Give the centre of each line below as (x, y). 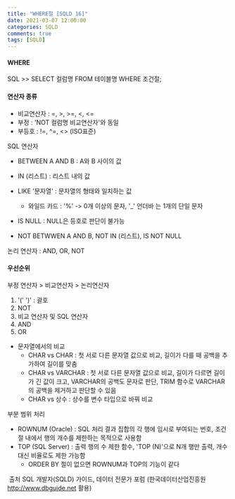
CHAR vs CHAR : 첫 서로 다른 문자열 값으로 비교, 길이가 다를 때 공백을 (124, 355)
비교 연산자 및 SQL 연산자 (53, 316)
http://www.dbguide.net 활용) (50, 488)
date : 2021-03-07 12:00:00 (47, 20)
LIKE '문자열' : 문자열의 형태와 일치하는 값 (75, 191)
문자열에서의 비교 (41, 346)
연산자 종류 (22, 96)
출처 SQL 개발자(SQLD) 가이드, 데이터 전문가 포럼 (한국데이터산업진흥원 (107, 479)
